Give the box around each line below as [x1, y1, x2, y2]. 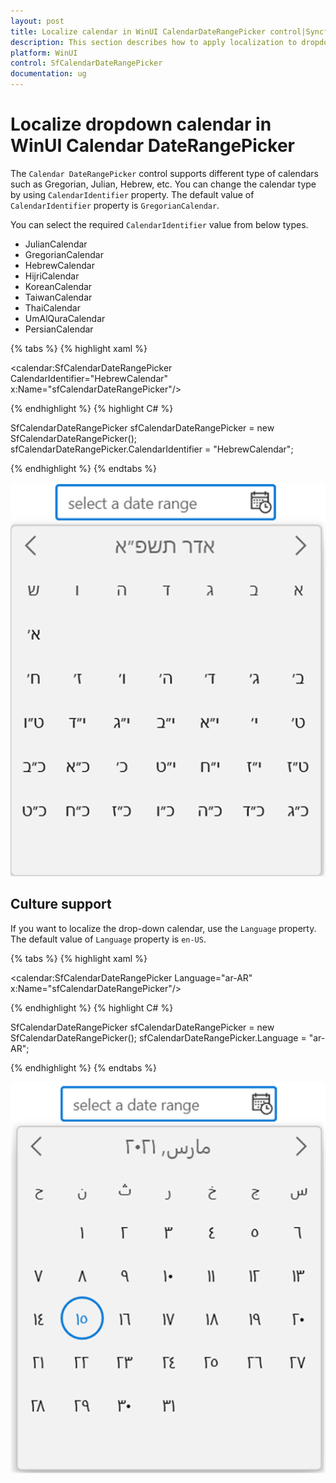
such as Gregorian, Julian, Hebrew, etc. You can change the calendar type [10, 178, 317, 190]
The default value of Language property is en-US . [10, 933, 207, 945]
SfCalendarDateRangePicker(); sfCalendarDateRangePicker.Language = [10, 1031, 307, 1044]
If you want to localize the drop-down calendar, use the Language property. [10, 922, 317, 934]
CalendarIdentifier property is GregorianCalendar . [10, 199, 220, 211]
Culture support [10, 896, 112, 913]
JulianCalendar [24, 238, 88, 250]
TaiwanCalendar [24, 291, 93, 303]
